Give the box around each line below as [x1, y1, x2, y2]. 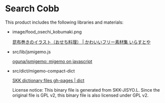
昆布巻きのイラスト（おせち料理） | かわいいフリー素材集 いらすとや [12, 39, 151, 45]
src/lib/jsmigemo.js [12, 49, 51, 55]
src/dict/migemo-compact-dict [12, 68, 75, 74]
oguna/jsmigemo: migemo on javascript [12, 58, 92, 64]
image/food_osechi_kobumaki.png [12, 29, 82, 34]
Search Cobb [5, 3, 59, 14]
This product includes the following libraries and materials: [5, 19, 124, 25]
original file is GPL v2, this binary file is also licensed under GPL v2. [12, 92, 149, 98]
